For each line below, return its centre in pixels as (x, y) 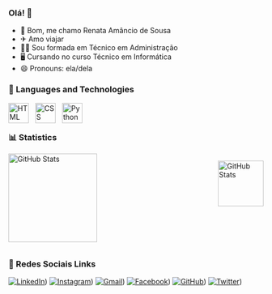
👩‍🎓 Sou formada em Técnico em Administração (99, 48)
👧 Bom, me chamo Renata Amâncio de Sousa (96, 31)
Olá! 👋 (20, 13)
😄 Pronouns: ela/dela (56, 69)
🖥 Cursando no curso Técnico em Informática (96, 57)
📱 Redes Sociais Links (52, 264)
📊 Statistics (33, 137)
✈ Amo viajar (42, 39)
